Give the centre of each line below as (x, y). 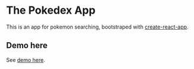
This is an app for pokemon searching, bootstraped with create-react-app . (97, 27)
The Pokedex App (51, 10)
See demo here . (26, 59)
